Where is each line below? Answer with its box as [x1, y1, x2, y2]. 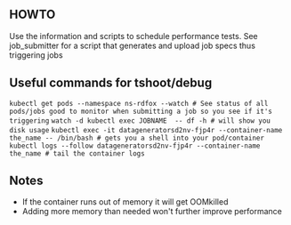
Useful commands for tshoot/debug [9, 76, 213, 91]
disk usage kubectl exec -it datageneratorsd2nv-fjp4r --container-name [9, 125, 283, 134]
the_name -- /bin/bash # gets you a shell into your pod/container [9, 133, 265, 142]
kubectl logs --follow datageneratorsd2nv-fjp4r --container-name [9, 141, 261, 150]
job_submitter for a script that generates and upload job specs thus [9, 40, 256, 51]
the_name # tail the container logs [9, 149, 145, 158]
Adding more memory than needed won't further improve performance [21, 206, 283, 217]
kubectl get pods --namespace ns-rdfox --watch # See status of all [9, 99, 269, 108]
